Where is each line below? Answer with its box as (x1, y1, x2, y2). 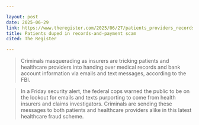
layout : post (6, 14, 38, 20)
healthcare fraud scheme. (20, 113, 84, 120)
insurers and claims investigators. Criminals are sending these (20, 100, 172, 107)
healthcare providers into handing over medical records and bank (20, 63, 181, 71)
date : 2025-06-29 (6, 19, 49, 25)
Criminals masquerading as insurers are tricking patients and (20, 57, 169, 65)
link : (6, 25, 20, 31)
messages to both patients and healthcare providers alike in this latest (20, 107, 192, 114)
